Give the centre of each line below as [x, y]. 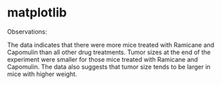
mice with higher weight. [42, 74]
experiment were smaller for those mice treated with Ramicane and [103, 59]
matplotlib [37, 13]
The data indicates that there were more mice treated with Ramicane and [111, 45]
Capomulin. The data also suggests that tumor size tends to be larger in [109, 66]
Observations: [27, 32]
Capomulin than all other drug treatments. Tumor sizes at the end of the [109, 52]
